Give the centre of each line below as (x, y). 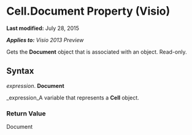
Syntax (20, 71)
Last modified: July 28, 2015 (43, 28)
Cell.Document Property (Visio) (88, 11)
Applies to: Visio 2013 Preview (45, 40)
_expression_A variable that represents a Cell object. (73, 97)
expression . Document (35, 86)
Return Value (26, 113)
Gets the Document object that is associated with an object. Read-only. (97, 52)
